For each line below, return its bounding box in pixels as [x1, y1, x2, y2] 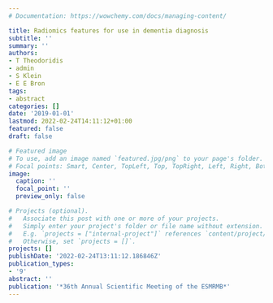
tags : [8, 87, 27, 95]
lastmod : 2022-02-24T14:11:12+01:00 [8, 117, 132, 126]
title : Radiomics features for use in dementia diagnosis [8, 26, 209, 35]
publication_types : [8, 260, 75, 268]
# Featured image [8, 147, 67, 155]
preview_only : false [15, 193, 85, 201]
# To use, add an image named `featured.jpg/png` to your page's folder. [8, 154, 264, 162]
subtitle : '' [8, 34, 53, 42]
